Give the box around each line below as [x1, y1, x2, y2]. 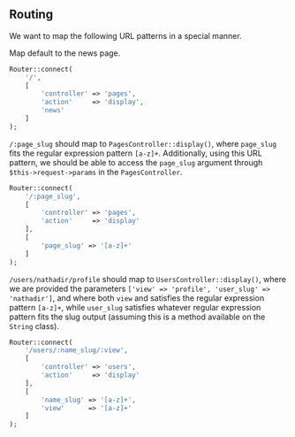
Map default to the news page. [9, 48, 121, 58]
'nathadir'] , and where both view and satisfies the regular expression [9, 292, 265, 303]
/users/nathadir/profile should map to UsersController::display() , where [9, 273, 287, 284]
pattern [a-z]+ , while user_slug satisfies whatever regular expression [9, 302, 261, 312]
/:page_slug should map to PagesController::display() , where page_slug [9, 138, 276, 149]
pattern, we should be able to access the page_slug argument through [9, 157, 263, 167]
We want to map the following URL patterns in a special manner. [9, 30, 242, 41]
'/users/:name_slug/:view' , [25, 346, 128, 355]
